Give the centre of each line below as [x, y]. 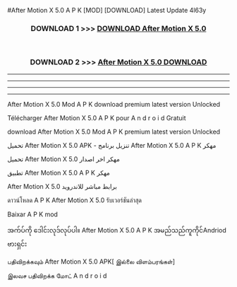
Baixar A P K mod [33, 214]
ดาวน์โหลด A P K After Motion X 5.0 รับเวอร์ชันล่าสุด [75, 200]
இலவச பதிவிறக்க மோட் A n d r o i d [57, 276]
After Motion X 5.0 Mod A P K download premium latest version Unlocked [114, 104]
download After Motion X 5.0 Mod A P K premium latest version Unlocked [114, 131]
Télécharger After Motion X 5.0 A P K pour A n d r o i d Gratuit [97, 118]
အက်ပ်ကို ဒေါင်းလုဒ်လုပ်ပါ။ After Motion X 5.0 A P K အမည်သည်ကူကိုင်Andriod [117, 230]
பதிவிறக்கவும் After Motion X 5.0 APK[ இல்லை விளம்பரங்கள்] [91, 262]
